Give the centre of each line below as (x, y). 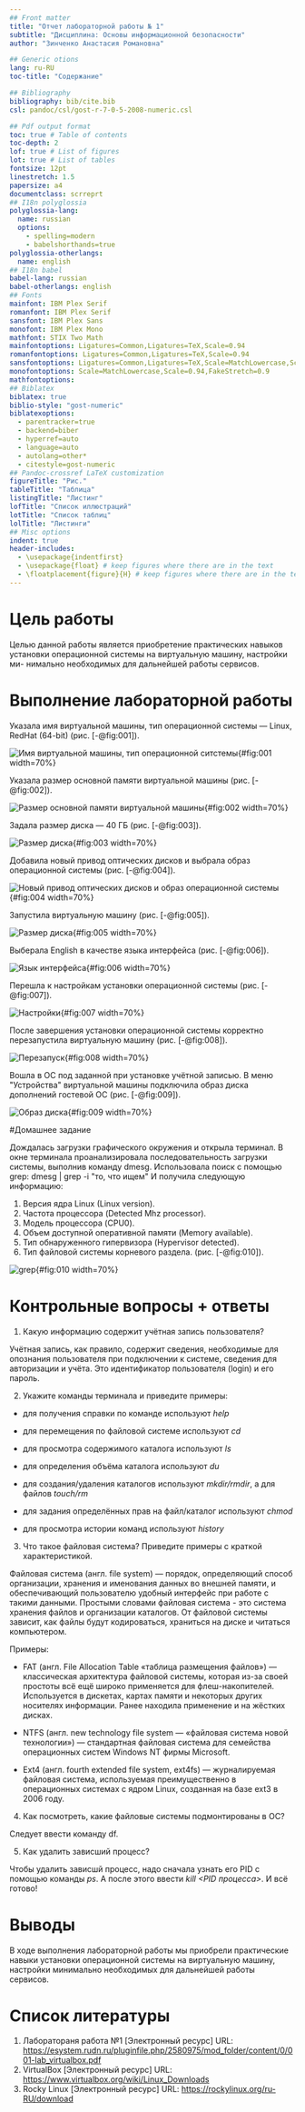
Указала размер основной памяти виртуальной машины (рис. (130, 780)
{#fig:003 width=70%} (114, 843)
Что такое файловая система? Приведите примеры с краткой (143, 1546)
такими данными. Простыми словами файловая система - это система (148, 1602)
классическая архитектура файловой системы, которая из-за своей (155, 1676)
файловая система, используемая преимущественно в (129, 1779)
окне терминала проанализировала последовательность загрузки (138, 1156)
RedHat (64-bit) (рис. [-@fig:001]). (74, 735)
